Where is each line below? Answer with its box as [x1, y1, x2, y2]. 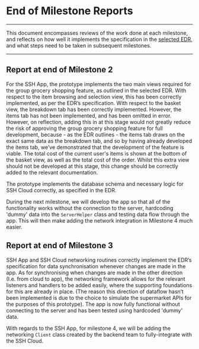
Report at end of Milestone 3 [6, 240, 114, 250]
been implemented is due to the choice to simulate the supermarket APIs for [6, 294, 192, 301]
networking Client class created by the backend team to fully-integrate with [6, 331, 192, 338]
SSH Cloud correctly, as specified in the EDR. [6, 186, 117, 193]
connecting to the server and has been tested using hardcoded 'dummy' [6, 307, 183, 314]
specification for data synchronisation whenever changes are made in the [6, 262, 186, 269]
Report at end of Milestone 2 [6, 65, 114, 75]
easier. [6, 223, 23, 230]
